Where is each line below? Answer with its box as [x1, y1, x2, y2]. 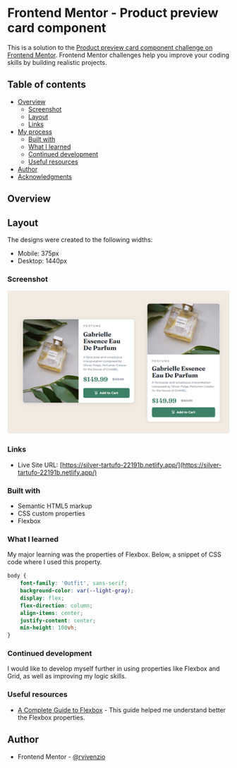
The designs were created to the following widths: [7, 235, 153, 244]
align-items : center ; [20, 609, 83, 616]
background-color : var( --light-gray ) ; [20, 587, 134, 595]
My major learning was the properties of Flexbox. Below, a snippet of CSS [7, 550, 221, 559]
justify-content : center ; [20, 617, 97, 624]
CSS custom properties [17, 509, 86, 518]
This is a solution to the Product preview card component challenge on [7, 43, 213, 51]
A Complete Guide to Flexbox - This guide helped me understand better [17, 705, 226, 714]
